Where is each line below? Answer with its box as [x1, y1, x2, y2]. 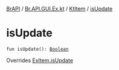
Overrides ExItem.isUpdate [6, 57, 74, 64]
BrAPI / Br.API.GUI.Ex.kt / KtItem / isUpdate [6, 5, 113, 12]
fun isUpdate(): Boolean [6, 46, 69, 52]
